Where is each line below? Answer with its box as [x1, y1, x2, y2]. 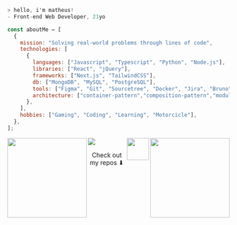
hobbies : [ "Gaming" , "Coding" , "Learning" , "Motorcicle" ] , [20, 112, 197, 119]
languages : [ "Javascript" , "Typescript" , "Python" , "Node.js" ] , [32, 59, 226, 67]
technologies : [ [20, 46, 68, 53]
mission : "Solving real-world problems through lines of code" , [20, 39, 213, 46]
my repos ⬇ [89, 158, 125, 166]
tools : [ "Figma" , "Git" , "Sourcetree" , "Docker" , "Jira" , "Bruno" [32, 85, 232, 92]
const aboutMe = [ [7, 25, 61, 33]
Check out [91, 151, 122, 159]
